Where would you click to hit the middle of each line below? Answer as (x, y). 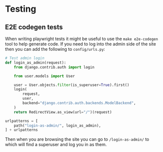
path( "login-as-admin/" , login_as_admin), (57, 126)
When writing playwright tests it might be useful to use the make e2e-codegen (81, 39)
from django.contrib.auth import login (54, 67)
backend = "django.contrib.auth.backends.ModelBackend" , (79, 103)
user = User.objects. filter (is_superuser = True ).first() (72, 85)
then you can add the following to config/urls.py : (55, 49)
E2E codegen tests (34, 27)
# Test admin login (25, 58)
